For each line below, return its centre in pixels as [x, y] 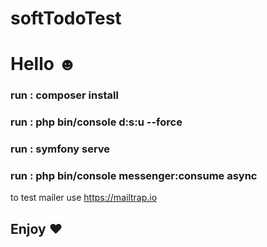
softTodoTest [66, 18]
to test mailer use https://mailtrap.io [84, 198]
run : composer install [64, 95]
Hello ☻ [44, 64]
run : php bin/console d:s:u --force [96, 122]
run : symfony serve [60, 149]
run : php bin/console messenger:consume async [134, 176]
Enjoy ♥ [36, 228]
